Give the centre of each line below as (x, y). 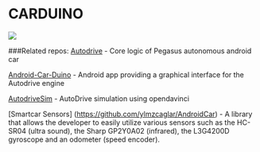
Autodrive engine (37, 83)
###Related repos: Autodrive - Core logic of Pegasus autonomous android (130, 51)
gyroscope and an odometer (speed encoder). (84, 139)
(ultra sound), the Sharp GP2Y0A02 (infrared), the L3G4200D (128, 131)
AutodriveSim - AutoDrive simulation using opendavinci (99, 98)
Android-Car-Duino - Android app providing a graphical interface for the (126, 74)
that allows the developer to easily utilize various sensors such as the (122, 122)
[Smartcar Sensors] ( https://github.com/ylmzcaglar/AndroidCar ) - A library (130, 114)
